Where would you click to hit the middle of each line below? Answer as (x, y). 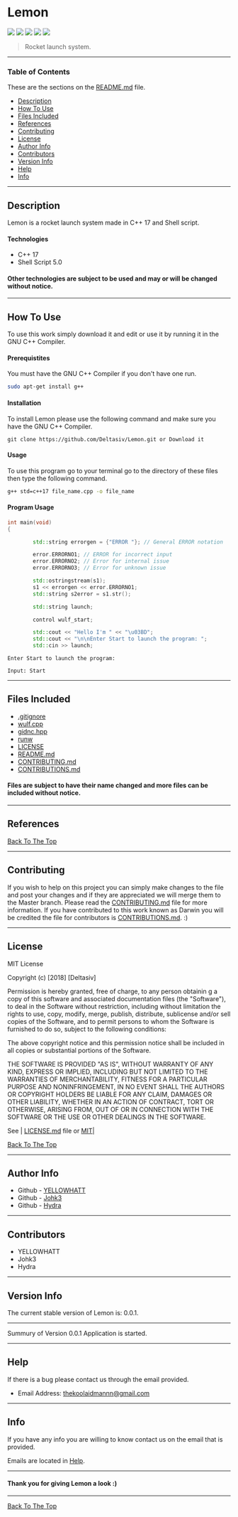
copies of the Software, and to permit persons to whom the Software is (111, 1021)
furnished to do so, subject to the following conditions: (87, 1029)
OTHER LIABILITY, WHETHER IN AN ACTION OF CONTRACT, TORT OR (110, 1101)
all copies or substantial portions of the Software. (79, 1050)
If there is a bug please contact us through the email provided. (98, 1379)
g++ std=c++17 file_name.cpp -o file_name (71, 491)
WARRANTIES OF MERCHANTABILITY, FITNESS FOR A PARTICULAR (107, 1079)
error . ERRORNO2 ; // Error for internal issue (101, 561)
